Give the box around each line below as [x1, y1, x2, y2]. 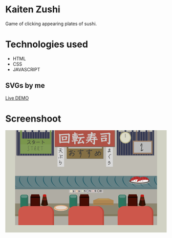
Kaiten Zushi [5, 4, 60, 15]
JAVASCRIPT [12, 66, 40, 72]
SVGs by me [5, 81, 45, 90]
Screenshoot [5, 113, 61, 124]
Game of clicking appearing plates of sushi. [5, 21, 97, 27]
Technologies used [5, 38, 89, 50]
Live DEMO [5, 95, 29, 101]
